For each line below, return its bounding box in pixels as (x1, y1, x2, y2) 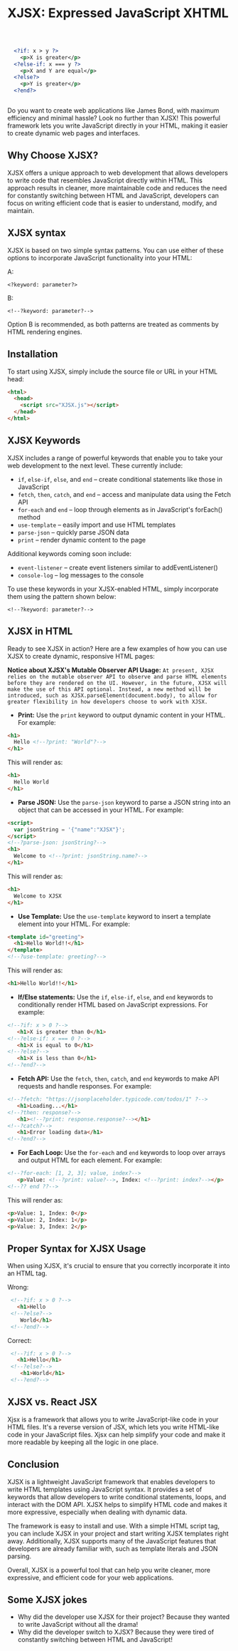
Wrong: (7, 1283, 29, 1292)
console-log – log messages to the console (17, 570, 144, 579)
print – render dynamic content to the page (17, 535, 146, 544)
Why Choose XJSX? (7, 150, 99, 162)
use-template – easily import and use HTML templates (17, 520, 176, 529)
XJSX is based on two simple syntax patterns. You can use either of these (7, 246, 224, 254)
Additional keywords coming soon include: (7, 549, 132, 557)
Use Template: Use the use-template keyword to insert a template (17, 912, 211, 920)
